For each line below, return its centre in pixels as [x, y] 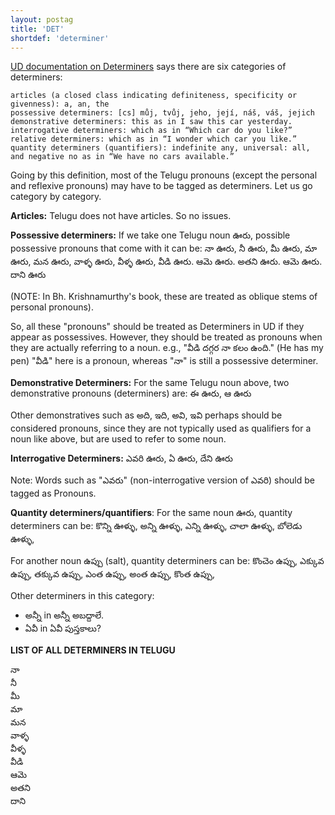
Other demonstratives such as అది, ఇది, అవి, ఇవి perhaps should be [146, 415]
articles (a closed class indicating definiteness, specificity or [154, 96]
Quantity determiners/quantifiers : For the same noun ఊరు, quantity [151, 513]
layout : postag [42, 19]
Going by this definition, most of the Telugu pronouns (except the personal [164, 175]
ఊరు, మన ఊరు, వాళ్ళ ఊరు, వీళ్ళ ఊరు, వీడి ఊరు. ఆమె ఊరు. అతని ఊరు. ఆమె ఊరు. [166, 262]
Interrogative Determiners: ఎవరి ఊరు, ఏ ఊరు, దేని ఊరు [121, 458]
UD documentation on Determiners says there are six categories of [148, 67]
